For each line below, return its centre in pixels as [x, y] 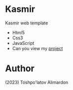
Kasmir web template [27, 23]
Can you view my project [37, 48]
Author [20, 69]
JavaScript [23, 43]
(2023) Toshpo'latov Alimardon [37, 82]
